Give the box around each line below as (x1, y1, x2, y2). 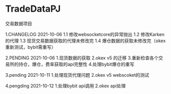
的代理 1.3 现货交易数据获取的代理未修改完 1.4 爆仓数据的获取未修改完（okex (5, 38, 166, 44)
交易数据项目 (5, 20, 32, 26)
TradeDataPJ (5, 3, 61, 15)
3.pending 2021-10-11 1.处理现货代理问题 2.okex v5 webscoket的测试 (5, 72, 149, 78)
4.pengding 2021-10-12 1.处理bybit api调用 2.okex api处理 (5, 82, 126, 89)
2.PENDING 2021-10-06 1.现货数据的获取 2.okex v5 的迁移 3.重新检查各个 (5, 54, 159, 61)
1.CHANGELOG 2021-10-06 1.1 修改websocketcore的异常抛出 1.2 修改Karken (5, 31, 165, 37)
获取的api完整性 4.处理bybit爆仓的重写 (54, 61, 135, 67)
